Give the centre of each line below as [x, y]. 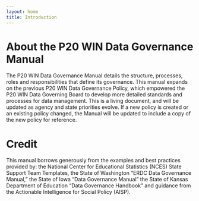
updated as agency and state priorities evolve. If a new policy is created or [97, 107]
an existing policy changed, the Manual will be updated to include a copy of [99, 114]
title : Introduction [32, 17]
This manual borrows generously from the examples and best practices [94, 161]
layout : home [22, 12]
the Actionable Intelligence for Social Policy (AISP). [68, 192]
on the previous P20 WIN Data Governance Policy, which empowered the [96, 88]
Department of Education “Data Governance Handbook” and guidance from [99, 186]
